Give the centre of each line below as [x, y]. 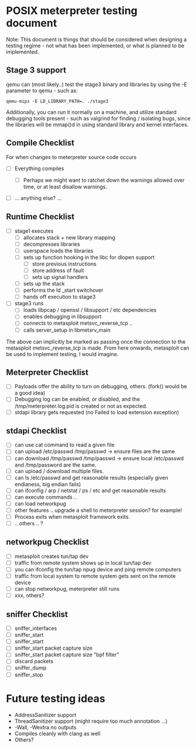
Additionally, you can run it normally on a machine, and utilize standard [91, 112]
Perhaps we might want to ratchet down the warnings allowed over [104, 180]
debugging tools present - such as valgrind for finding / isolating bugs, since [98, 118]
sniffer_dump [30, 668]
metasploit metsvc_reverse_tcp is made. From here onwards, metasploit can [98, 348]
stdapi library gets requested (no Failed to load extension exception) [97, 412]
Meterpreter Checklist [47, 372]
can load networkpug [40, 504]
